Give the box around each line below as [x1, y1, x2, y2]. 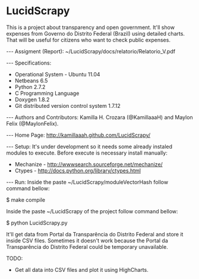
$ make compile [6, 196, 46, 203]
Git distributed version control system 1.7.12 [14, 102, 121, 109]
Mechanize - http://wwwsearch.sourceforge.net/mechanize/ [14, 161, 163, 168]
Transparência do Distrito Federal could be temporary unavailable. [6, 243, 168, 250]
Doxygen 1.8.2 [14, 96, 50, 103]
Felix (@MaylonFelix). [6, 120, 59, 127]
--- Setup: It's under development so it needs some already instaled [6, 143, 173, 150]
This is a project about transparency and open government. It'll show [6, 24, 175, 31]
